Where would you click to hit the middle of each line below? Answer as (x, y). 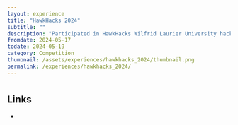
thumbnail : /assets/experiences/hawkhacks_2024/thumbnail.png (101, 60)
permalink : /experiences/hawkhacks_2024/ (69, 66)
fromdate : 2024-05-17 (39, 40)
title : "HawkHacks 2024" (44, 20)
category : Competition (41, 54)
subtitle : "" (27, 27)
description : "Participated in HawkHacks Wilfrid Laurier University (112, 34)
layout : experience (36, 14)
